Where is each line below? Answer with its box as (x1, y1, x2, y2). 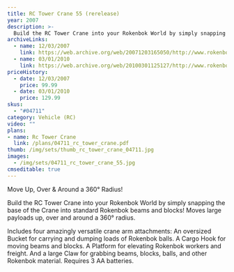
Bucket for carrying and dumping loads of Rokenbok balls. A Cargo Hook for (7, 234, 226, 243)
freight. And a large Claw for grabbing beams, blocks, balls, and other (7, 249, 208, 257)
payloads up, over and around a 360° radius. (7, 213, 136, 222)
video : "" (7, 120, 36, 128)
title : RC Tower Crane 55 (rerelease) (7, 10, 120, 17)
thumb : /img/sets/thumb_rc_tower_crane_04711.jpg (7, 146, 155, 153)
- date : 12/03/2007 (13, 75, 70, 82)
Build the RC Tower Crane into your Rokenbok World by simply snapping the (7, 198, 226, 206)
